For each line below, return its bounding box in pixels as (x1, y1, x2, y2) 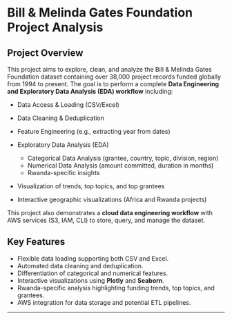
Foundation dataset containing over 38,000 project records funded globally (7, 72, 222, 81)
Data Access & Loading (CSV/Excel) (17, 101, 119, 108)
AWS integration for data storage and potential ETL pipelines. (17, 298, 191, 306)
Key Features (7, 236, 66, 248)
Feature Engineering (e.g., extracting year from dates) (17, 128, 171, 135)
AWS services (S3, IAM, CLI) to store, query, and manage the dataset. (7, 216, 206, 224)
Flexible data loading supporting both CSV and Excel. (17, 254, 169, 263)
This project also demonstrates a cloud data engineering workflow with (7, 209, 213, 217)
